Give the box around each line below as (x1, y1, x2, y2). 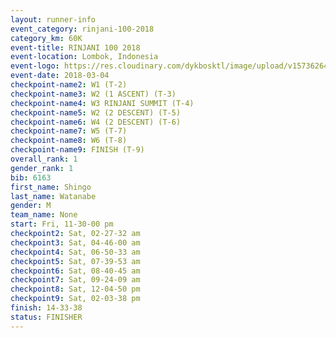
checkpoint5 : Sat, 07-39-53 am (10, 256, 141, 266)
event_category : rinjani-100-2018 (10, 24, 155, 34)
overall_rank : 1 (10, 154, 78, 164)
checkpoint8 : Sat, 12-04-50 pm (10, 284, 141, 295)
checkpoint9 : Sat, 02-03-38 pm (10, 294, 141, 304)
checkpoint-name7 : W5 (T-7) (10, 126, 128, 136)
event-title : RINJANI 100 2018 (10, 42, 141, 53)
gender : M (10, 201, 52, 211)
